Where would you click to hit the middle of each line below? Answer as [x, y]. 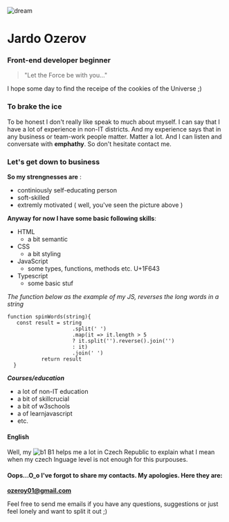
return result [61, 359]
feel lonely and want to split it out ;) [57, 512]
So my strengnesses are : [44, 177]
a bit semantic [47, 240]
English [18, 437]
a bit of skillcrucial [43, 399]
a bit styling [44, 254]
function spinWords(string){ [49, 317]
